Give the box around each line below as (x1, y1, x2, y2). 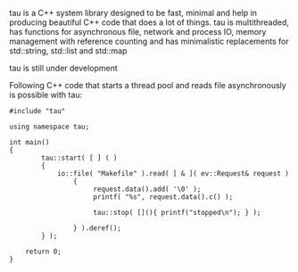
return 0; (25, 247, 62, 256)
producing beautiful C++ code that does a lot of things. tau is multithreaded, (9, 17, 290, 28)
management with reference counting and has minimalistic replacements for (9, 36, 289, 46)
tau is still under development (9, 62, 118, 73)
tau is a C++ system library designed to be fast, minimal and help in (9, 8, 257, 18)
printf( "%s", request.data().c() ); (93, 193, 234, 202)
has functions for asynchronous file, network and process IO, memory (9, 27, 267, 37)
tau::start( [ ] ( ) (41, 153, 118, 162)
